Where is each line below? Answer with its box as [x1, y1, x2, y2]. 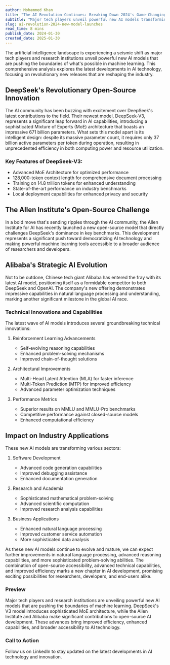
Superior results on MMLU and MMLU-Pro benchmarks [20, 406, 136, 412]
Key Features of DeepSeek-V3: [5, 158, 82, 165]
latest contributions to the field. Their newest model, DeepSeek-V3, [5, 113, 146, 119]
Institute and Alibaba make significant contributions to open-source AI [5, 614, 152, 620]
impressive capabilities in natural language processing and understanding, [5, 290, 160, 296]
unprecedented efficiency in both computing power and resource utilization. [5, 145, 164, 151]
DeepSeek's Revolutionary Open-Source [5, 86, 137, 94]
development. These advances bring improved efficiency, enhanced [5, 619, 148, 625]
